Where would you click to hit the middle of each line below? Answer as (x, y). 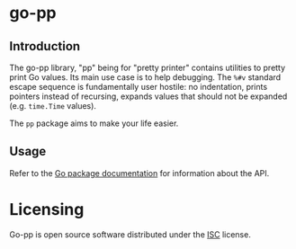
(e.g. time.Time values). (53, 106)
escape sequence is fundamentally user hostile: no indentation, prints (139, 87)
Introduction (45, 46)
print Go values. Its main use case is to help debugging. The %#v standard (145, 77)
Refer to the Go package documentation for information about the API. (139, 173)
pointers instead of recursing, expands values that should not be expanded (148, 96)
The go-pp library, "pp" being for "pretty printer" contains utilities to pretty (148, 67)
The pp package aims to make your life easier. (94, 123)
